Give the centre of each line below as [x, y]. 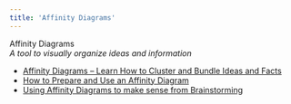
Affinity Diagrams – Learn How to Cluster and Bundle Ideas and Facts [152, 71]
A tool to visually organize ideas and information [101, 53]
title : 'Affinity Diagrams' [63, 18]
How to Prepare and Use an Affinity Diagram [105, 80]
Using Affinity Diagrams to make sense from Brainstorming [133, 90]
